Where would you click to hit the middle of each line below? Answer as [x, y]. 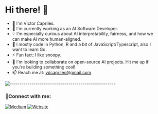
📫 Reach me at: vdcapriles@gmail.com [52, 72]
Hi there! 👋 [27, 10]
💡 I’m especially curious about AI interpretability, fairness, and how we [82, 33]
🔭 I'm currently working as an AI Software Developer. [65, 28]
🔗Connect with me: [28, 96]
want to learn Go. [29, 49]
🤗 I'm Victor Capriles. [33, 23]
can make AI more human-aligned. [47, 39]
